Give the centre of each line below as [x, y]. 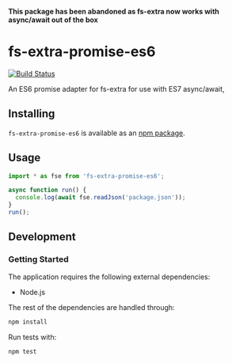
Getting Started [38, 259]
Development [42, 237]
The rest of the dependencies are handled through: [92, 307]
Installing [32, 114]
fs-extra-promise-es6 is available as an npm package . [97, 133]
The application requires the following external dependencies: [109, 277]
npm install [28, 322]
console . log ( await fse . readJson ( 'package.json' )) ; [101, 198]
